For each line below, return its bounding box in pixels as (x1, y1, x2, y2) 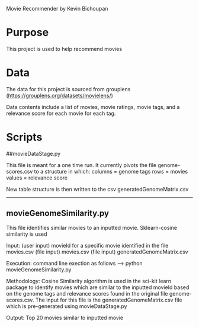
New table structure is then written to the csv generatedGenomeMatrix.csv (6, 185, 189, 193)
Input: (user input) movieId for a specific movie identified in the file (6, 242, 169, 249)
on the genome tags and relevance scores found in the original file (6, 290, 168, 297)
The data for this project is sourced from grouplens (6, 85, 131, 92)
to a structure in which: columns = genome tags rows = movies (34, 168, 188, 175)
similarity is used (6, 230, 47, 238)
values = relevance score (6, 174, 68, 181)
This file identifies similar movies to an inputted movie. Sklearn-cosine (6, 224, 178, 231)
